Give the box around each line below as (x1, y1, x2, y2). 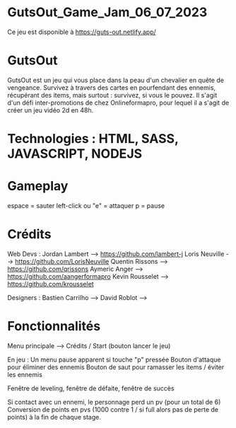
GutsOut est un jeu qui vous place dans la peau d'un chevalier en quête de (7, 76, 225, 84)
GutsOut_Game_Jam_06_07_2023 (7, 4, 208, 21)
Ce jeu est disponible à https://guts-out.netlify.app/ (7, 28, 157, 36)
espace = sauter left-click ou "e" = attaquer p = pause (7, 202, 165, 209)
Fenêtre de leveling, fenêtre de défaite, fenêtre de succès (7, 383, 175, 393)
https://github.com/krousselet (7, 279, 94, 288)
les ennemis (7, 370, 42, 378)
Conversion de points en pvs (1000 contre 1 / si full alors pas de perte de (7, 405, 219, 414)
